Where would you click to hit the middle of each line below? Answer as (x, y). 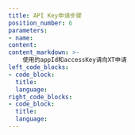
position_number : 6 (40, 23)
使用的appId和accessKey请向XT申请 (75, 60)
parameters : (28, 30)
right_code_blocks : (40, 97)
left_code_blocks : (39, 67)
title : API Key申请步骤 (45, 15)
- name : (21, 38)
